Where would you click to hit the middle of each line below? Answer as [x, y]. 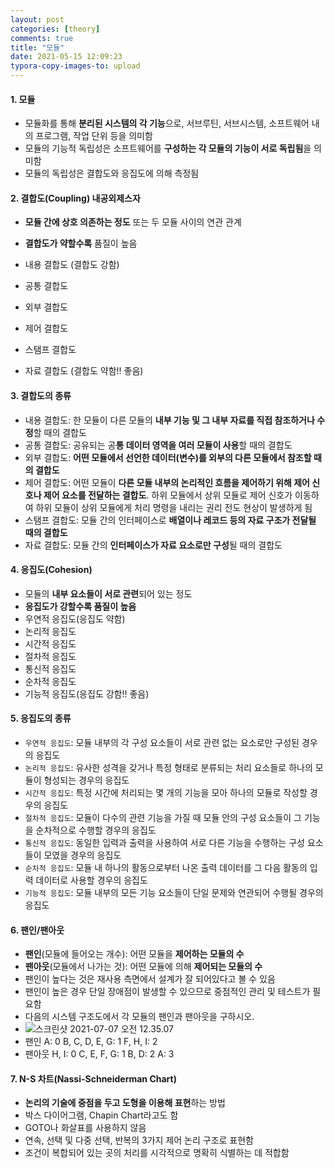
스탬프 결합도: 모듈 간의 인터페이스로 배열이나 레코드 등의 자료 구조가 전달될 [170, 520]
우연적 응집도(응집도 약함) [75, 618]
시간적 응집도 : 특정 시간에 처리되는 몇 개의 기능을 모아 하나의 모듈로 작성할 [166, 793]
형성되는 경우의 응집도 [86, 780]
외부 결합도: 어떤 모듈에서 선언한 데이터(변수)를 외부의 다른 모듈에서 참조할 [168, 457]
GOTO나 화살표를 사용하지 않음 [85, 1128]
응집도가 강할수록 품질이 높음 [80, 606]
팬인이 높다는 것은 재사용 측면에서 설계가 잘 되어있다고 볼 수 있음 [150, 979]
